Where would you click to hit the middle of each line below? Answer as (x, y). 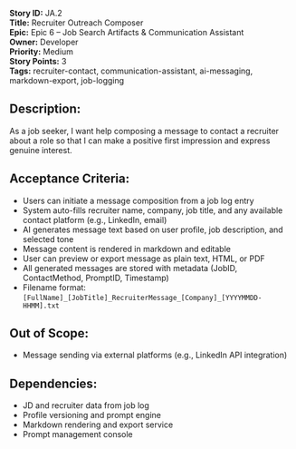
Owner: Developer (44, 42)
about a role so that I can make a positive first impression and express (140, 141)
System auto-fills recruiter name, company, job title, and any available (153, 210)
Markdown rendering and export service (98, 425)
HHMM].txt (41, 306)
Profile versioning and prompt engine (91, 415)
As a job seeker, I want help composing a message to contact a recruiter (144, 131)
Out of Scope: (49, 333)
